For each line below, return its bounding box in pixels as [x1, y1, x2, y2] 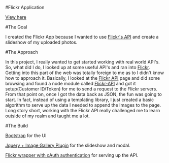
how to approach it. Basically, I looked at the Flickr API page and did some [5, 75, 160, 81]
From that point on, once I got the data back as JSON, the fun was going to [5, 91, 162, 97]
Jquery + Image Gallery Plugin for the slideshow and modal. [5, 142, 131, 148]
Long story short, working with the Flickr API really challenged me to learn [5, 108, 160, 113]
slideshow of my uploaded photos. [5, 39, 78, 45]
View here [5, 14, 26, 20]
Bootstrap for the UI [5, 133, 47, 139]
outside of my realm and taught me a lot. [5, 113, 90, 119]
